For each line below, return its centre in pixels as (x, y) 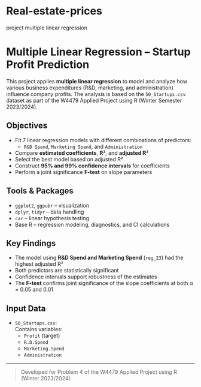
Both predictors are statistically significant (67, 271)
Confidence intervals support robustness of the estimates (86, 277)
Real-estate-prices (54, 11)
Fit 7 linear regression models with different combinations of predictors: (103, 140)
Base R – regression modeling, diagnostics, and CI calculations (92, 224)
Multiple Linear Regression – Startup (98, 52)
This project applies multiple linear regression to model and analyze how (97, 81)
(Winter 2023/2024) (45, 379)
